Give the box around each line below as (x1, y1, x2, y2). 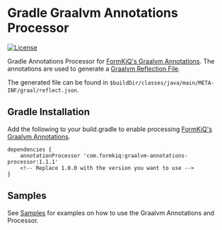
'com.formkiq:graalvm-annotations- (83, 152, 189, 159)
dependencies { (7, 146, 52, 153)
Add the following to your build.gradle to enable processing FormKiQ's (7, 125, 213, 133)
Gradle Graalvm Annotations (7, 5, 178, 21)
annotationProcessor (20, 152, 81, 159)
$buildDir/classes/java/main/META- (109, 79, 214, 86)
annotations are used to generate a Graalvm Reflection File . (7, 64, 180, 73)
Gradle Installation (7, 106, 90, 118)
